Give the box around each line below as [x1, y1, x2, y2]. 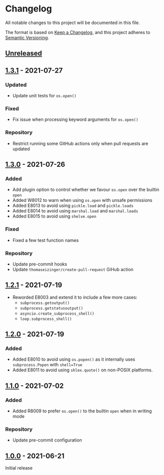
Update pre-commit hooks [12, 261, 67, 267]
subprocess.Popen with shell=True [12, 362, 83, 368]
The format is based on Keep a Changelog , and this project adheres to [5, 29, 150, 35]
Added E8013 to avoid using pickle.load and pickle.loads [12, 202, 134, 208]
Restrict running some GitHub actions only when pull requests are [12, 140, 148, 146]
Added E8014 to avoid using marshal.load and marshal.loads [12, 208, 138, 214]
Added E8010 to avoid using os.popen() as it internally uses [12, 356, 135, 362]
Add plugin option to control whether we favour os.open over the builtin [12, 186, 159, 193]
